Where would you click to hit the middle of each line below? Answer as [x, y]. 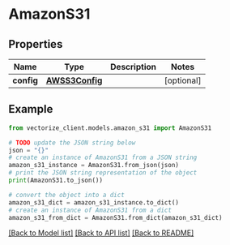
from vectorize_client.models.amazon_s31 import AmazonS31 [110, 128]
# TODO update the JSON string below [72, 143]
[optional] [183, 80]
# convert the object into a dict [67, 195]
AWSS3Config [74, 80]
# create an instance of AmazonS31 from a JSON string [103, 158]
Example [31, 109]
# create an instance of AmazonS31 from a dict [90, 210]
